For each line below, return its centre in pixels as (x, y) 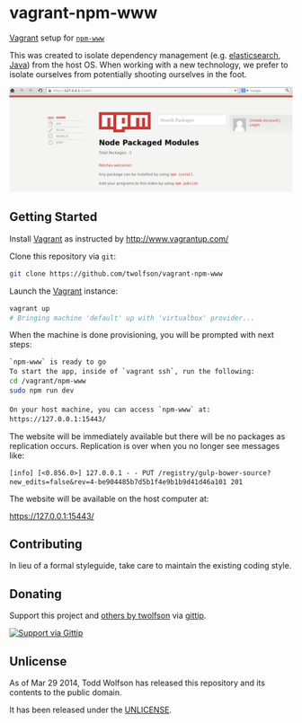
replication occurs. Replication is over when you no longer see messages (145, 445)
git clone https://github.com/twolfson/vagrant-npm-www (116, 273)
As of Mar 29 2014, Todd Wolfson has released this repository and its (137, 683)
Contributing (46, 544)
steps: (21, 345)
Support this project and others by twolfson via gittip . (108, 616)
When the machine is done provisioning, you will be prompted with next (142, 335)
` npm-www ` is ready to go (58, 362)
